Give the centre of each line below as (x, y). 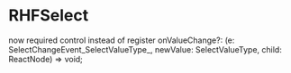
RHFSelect (49, 16)
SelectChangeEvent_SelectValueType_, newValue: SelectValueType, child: (145, 49)
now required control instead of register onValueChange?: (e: (122, 40)
